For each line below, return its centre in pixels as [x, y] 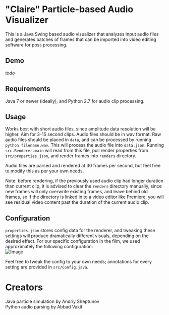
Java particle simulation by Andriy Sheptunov [52, 301]
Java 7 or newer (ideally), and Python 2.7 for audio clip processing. [75, 101]
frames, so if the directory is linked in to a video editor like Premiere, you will [84, 197]
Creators [24, 287]
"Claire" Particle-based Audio [69, 9]
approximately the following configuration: [49, 247]
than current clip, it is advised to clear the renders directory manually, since [84, 186]
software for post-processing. [36, 44]
